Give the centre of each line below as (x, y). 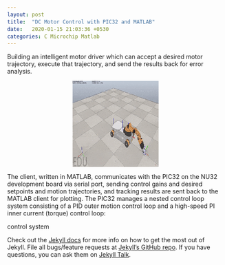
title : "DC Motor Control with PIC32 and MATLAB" (81, 22)
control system (28, 226)
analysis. (20, 72)
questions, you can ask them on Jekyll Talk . (69, 255)
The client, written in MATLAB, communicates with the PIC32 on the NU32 (112, 177)
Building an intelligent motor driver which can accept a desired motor (105, 57)
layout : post (26, 14)
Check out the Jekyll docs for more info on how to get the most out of (106, 240)
